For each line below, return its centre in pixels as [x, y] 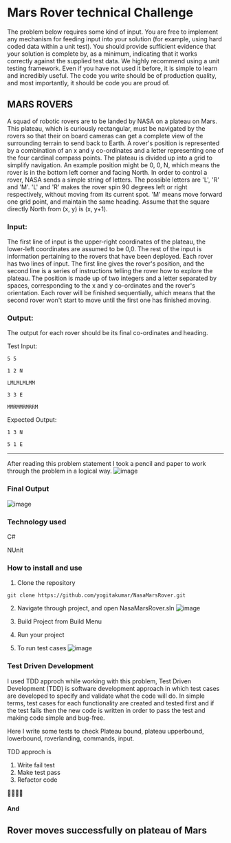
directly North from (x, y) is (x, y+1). [57, 209]
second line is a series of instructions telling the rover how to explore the [110, 271]
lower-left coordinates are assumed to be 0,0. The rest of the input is [104, 249]
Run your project [41, 635]
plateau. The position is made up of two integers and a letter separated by [112, 278]
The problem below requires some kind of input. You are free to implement [113, 32]
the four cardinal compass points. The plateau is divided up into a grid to [110, 158]
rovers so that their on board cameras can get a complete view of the [105, 136]
